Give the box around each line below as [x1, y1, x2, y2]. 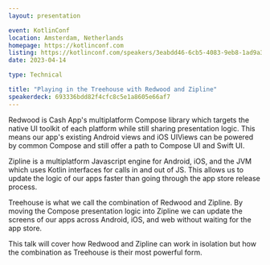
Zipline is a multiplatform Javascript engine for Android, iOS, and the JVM [8, 156, 252, 166]
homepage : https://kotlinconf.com [8, 41, 125, 49]
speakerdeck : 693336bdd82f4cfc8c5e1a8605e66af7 [8, 93, 171, 101]
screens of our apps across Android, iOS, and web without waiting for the [8, 214, 252, 224]
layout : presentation [8, 11, 81, 20]
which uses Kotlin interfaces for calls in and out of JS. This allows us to [8, 164, 243, 174]
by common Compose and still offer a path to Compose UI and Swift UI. [8, 140, 245, 150]
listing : [8, 49, 38, 57]
